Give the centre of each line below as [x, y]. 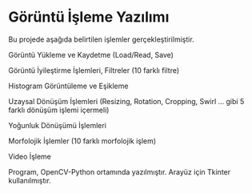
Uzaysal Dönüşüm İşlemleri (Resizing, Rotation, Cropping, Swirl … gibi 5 [126, 101]
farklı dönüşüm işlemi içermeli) [59, 110]
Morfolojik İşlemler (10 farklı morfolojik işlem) [82, 141]
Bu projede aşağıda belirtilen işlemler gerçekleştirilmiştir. [101, 39]
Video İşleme [30, 156]
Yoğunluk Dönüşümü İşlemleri [57, 125]
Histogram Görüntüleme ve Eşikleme [68, 86]
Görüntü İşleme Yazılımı [89, 17]
